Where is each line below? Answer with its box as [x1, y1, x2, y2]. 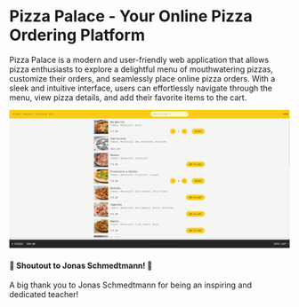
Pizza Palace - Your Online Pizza [9, 6, 254, 27]
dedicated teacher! [9, 289, 79, 300]
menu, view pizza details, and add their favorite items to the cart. [9, 91, 247, 103]
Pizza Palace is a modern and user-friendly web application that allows [9, 54, 270, 65]
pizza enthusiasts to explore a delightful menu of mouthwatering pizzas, [9, 64, 274, 75]
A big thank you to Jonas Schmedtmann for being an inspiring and [9, 279, 252, 290]
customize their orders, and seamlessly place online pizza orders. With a [9, 73, 276, 83]
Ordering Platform [9, 25, 145, 45]
